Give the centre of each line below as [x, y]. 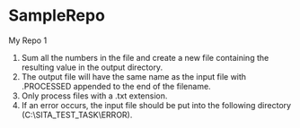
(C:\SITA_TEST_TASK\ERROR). [77, 115]
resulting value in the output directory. [92, 67]
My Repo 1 [28, 40]
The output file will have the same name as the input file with [134, 76]
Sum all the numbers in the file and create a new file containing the [145, 57]
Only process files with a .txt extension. [94, 96]
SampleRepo [57, 16]
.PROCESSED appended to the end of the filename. [116, 86]
